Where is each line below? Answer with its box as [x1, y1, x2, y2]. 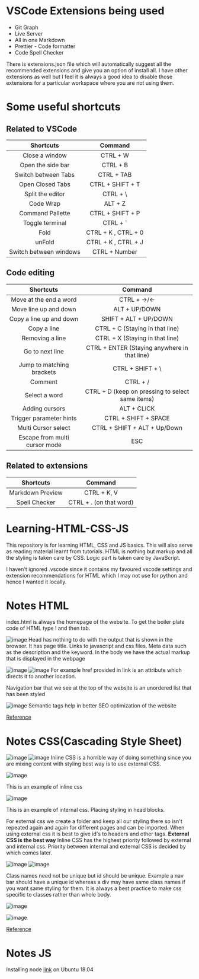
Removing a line [21, 334, 66, 342]
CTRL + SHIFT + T [89, 180, 140, 188]
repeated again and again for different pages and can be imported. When [6, 824, 185, 831]
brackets [31, 368, 56, 376]
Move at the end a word [11, 295, 77, 304]
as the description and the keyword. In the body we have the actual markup [6, 649, 191, 656]
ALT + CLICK [119, 404, 155, 413]
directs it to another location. [6, 673, 76, 680]
